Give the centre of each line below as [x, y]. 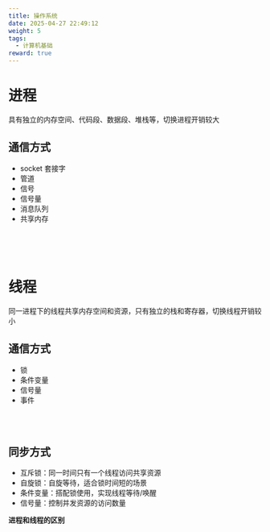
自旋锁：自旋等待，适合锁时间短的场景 [83, 483]
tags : [17, 38]
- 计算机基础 [35, 46]
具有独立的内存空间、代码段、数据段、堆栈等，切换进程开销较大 [114, 119]
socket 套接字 [43, 168]
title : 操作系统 [33, 16]
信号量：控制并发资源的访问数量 [73, 503]
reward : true [30, 53]
